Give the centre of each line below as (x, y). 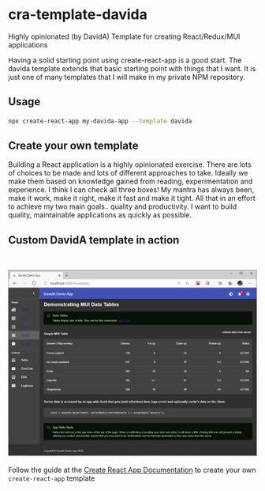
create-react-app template (52, 478)
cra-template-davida (78, 15)
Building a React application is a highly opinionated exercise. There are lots (130, 164)
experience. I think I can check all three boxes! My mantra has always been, (131, 190)
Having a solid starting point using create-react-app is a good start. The (125, 60)
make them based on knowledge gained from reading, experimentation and (131, 181)
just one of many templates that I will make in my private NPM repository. (127, 77)
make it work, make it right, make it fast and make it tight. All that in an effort (132, 198)
